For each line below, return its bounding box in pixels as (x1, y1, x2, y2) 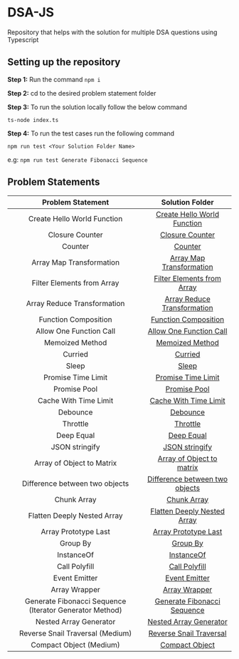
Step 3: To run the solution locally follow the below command (7, 103, 187, 111)
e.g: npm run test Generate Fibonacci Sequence (7, 155, 148, 164)
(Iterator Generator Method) (28, 605, 122, 615)
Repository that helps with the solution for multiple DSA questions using (7, 28, 218, 36)
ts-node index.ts (7, 116, 59, 123)
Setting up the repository (7, 56, 121, 68)
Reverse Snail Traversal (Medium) (18, 628, 132, 638)
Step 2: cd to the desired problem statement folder (7, 88, 156, 97)
